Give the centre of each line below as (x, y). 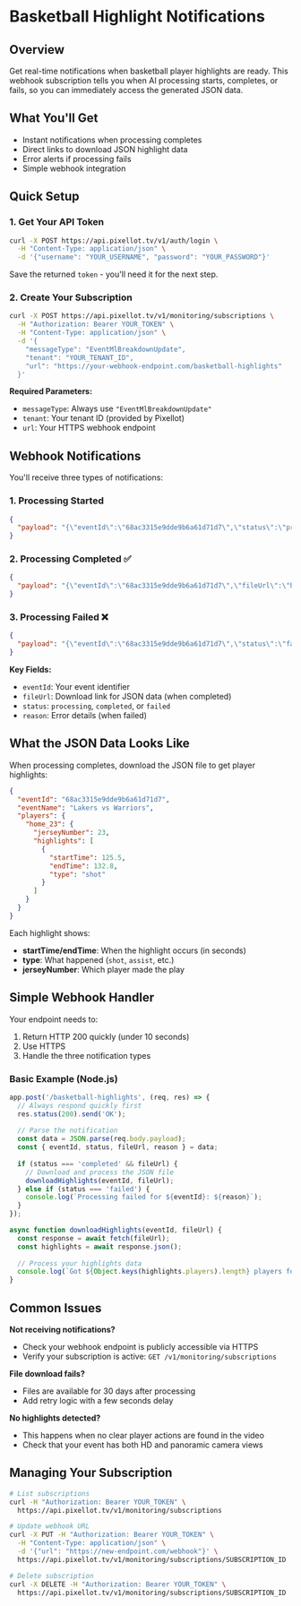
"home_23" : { (50, 824)
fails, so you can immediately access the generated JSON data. (126, 90)
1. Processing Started (57, 501)
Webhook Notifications (75, 455)
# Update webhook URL (50, 1526)
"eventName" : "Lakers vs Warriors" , (86, 808)
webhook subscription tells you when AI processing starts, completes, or (144, 81)
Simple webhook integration (74, 168)
